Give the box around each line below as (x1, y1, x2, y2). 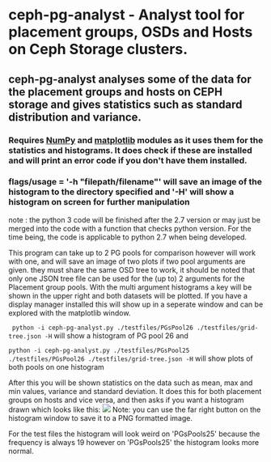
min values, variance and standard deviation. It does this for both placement (8, 386, 262, 396)
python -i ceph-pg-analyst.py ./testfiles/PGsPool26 (11, 324, 194, 332)
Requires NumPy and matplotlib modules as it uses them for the (8, 134, 264, 146)
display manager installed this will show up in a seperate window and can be (8, 299, 264, 309)
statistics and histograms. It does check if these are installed (8, 144, 252, 155)
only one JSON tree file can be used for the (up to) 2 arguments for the (8, 273, 245, 283)
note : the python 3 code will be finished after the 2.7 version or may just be (8, 214, 261, 224)
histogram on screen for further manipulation (8, 197, 190, 208)
